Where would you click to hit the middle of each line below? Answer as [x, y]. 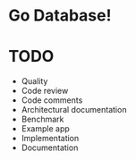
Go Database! [60, 16]
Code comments [52, 100]
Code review [45, 91]
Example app [46, 129]
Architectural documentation [74, 110]
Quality [34, 81]
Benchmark [42, 119]
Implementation [50, 139]
